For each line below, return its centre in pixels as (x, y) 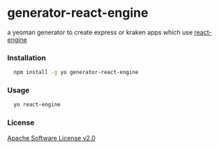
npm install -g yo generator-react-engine (76, 72)
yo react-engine (37, 105)
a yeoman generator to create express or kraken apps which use (100, 32)
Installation (27, 57)
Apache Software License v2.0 (52, 138)
